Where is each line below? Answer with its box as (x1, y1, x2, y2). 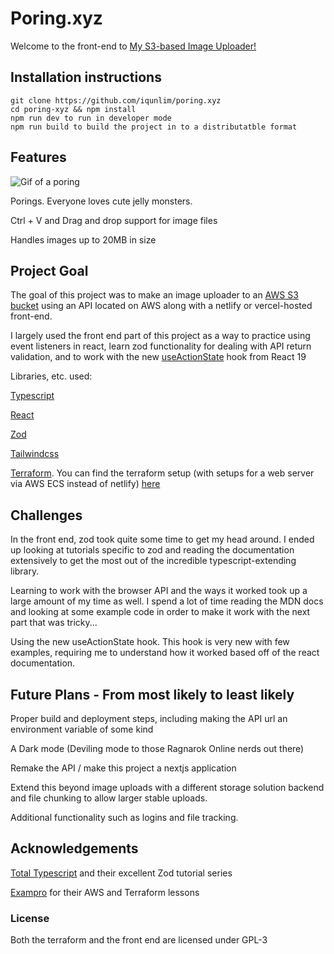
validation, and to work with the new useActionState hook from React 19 (10, 351, 307, 363)
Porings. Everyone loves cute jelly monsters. (10, 195, 193, 207)
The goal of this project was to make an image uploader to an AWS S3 (10, 289, 299, 301)
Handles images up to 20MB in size (10, 233, 157, 246)
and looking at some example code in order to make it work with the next (10, 606, 311, 618)
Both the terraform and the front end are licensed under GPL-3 (10, 934, 268, 946)
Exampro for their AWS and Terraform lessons (10, 886, 200, 898)
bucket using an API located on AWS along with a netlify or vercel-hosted (10, 300, 313, 312)
